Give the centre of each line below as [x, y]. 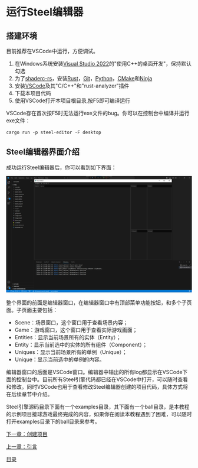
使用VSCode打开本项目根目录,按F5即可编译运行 [72, 100]
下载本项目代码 [33, 93]
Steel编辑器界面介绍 [43, 152]
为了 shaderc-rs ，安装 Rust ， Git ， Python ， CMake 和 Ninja [83, 78]
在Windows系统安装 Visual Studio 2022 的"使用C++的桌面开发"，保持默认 [103, 64]
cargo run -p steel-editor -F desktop [54, 132]
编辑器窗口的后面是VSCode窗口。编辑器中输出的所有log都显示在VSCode [94, 372]
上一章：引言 [22, 446]
